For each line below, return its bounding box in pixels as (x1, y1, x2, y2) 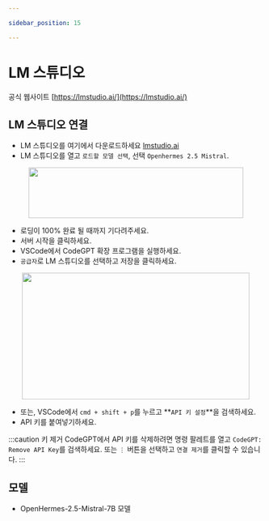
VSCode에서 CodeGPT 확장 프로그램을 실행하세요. (19, 246, 182, 256)
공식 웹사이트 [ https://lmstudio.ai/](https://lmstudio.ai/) (8, 92, 187, 101)
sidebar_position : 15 (8, 19, 82, 27)
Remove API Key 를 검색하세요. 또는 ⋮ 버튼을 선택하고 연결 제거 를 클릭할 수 (8, 445, 240, 455)
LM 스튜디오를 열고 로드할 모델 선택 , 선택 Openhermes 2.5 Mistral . (19, 151, 229, 160)
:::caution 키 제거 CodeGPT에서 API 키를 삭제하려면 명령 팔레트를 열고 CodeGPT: (8, 434, 263, 444)
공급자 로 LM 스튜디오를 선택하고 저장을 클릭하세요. (19, 256, 177, 266)
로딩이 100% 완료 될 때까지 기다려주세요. (19, 226, 149, 236)
